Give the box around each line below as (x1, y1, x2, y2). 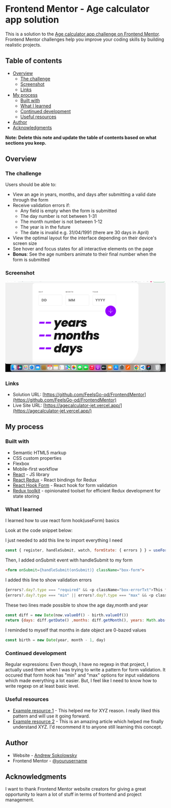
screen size (12, 240, 37, 246)
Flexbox (12, 460, 30, 466)
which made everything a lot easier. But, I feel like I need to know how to (5, 678, 157, 684)
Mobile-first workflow (12, 466, 59, 472)
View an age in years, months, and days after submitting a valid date (12, 191, 156, 197)
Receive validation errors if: (12, 203, 70, 209)
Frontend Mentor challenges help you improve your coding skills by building (5, 36, 164, 42)
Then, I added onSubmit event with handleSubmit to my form (5, 557, 133, 563)
